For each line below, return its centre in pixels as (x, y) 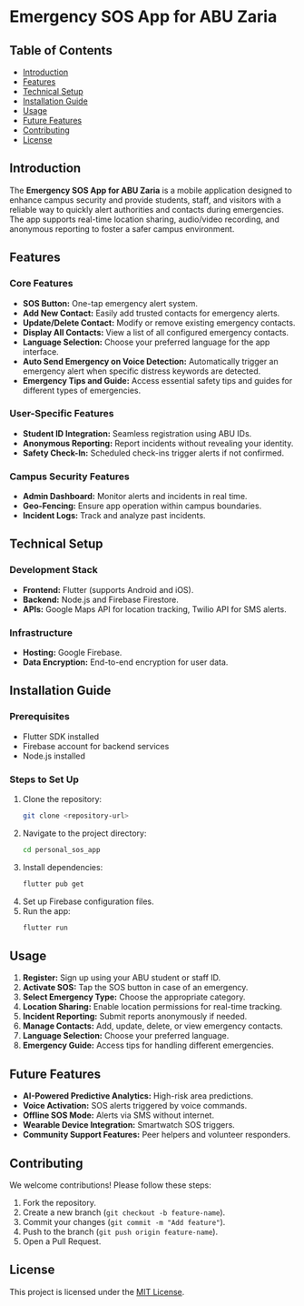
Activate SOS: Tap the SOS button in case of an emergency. (135, 988)
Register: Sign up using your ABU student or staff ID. (122, 978)
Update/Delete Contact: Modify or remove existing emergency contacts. (159, 322)
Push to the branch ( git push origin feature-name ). (120, 1231)
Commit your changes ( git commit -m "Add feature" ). (124, 1222)
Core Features (41, 284)
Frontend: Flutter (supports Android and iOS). (108, 589)
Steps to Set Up (44, 779)
